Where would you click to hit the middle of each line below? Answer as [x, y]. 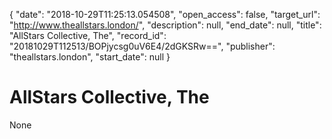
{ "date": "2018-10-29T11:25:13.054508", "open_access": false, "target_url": [165, 14]
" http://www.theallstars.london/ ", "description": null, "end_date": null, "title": [165, 25]
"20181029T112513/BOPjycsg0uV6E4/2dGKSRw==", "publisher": [142, 46]
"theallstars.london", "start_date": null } [90, 57]
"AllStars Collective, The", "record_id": [88, 35]
